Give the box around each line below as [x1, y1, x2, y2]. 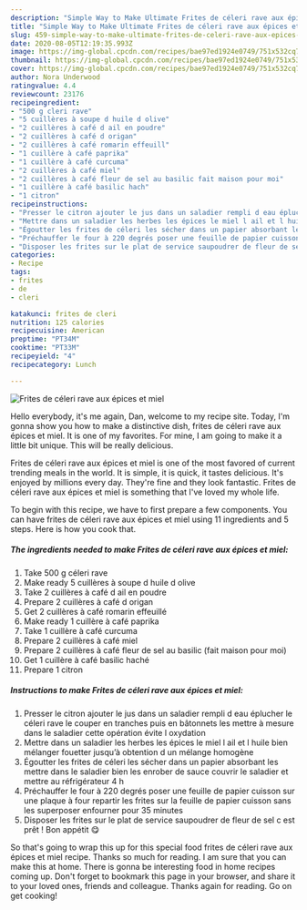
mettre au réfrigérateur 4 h [23, 775, 125, 786]
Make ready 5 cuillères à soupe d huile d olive [23, 577, 196, 588]
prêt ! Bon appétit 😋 [23, 823, 100, 834]
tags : [10, 268, 31, 277]
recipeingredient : [10, 97, 80, 107]
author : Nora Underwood [10, 73, 101, 82]
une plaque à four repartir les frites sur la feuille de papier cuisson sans [23, 794, 292, 806]
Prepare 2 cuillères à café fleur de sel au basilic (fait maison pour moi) [23, 644, 287, 656]
